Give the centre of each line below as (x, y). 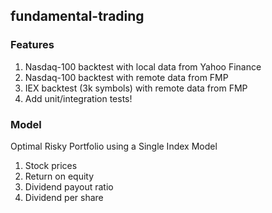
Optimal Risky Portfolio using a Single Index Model (114, 146)
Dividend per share (64, 197)
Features (32, 45)
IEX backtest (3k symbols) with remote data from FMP (136, 88)
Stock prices (51, 165)
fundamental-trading (77, 16)
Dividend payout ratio (69, 186)
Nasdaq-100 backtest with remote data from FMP (126, 77)
